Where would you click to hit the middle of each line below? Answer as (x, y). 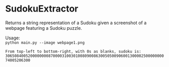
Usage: (13, 38)
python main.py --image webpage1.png (45, 43)
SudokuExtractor (42, 9)
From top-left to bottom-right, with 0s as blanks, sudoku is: (73, 51)
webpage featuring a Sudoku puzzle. (44, 28)
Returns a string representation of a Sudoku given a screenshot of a (76, 23)
